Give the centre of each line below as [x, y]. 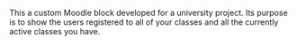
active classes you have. [55, 31]
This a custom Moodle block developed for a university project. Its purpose [148, 13]
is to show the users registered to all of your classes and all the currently [144, 22]
